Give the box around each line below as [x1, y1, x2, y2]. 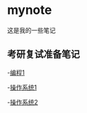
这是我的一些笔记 [7, 26, 56, 34]
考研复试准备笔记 [7, 48, 80, 61]
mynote [7, 2, 52, 18]
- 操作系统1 [7, 83, 37, 91]
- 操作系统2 [7, 98, 38, 106]
